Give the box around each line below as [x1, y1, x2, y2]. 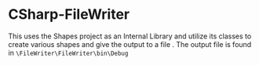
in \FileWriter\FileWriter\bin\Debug [8, 48, 129, 57]
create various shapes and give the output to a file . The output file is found [8, 39, 252, 49]
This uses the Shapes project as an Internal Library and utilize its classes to [8, 31, 252, 41]
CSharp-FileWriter [8, 5, 130, 23]
